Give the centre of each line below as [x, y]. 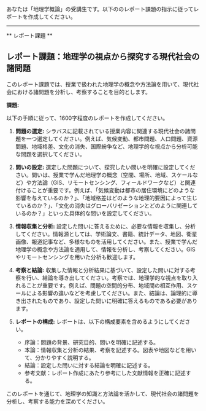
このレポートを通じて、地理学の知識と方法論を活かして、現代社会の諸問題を [103, 393]
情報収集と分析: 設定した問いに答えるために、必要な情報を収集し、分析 [105, 226]
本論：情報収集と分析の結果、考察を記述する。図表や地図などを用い [110, 350]
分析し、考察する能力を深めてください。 [57, 401]
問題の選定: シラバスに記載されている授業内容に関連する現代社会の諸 [103, 131]
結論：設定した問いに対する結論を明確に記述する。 [89, 365]
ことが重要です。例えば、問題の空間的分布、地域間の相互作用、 [106, 285]
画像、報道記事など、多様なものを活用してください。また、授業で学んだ [106, 241]
